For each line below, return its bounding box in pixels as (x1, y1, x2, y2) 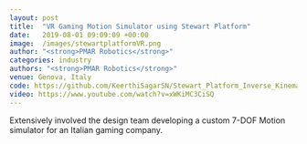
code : (9, 81, 30, 90)
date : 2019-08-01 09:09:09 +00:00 (9, 30, 149, 39)
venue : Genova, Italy (9, 73, 92, 82)
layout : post (9, 13, 59, 23)
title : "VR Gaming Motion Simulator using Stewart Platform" (9, 22, 251, 31)
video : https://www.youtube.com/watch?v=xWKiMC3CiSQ (9, 89, 215, 98)
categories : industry (9, 56, 92, 65)
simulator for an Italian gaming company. (9, 124, 163, 135)
